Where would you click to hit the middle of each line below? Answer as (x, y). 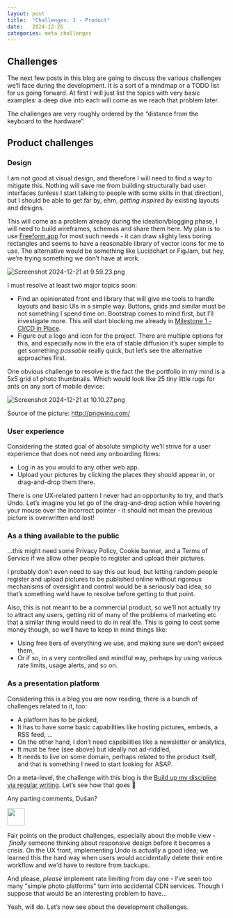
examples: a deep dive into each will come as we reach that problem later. (113, 100)
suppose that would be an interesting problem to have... (87, 893)
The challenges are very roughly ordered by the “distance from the (103, 114)
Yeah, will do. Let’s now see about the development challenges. (98, 907)
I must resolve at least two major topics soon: (72, 285)
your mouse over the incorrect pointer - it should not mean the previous (110, 511)
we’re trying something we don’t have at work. (74, 258)
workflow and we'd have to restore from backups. (79, 865)
